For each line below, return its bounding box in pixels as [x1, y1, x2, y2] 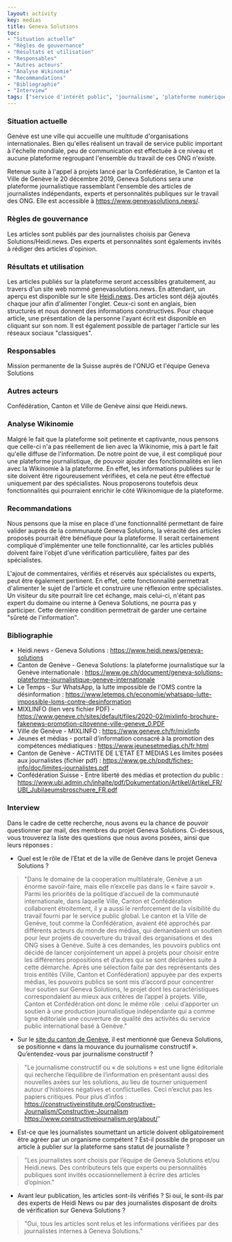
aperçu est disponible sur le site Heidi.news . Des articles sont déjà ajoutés [7, 292, 219, 300]
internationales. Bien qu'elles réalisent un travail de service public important [7, 140, 223, 148]
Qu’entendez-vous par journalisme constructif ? [17, 1049, 153, 1058]
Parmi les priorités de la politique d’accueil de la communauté [23, 889, 200, 898]
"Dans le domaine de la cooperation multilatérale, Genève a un [23, 875, 202, 883]
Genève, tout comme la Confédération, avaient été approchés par [23, 919, 211, 927]
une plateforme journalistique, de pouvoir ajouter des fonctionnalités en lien [7, 457, 222, 465]
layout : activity [7, 10, 57, 17]
